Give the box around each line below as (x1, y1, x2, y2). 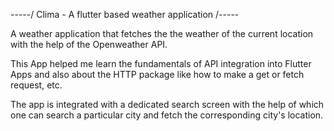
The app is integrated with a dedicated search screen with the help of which (10, 99, 325, 110)
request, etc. (10, 79, 63, 91)
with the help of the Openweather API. (10, 39, 168, 50)
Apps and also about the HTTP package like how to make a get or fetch (10, 69, 305, 80)
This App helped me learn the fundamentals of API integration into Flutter (10, 58, 312, 69)
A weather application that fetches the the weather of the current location (10, 28, 314, 39)
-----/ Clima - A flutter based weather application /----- (10, 9, 240, 20)
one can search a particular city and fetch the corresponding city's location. (10, 109, 324, 121)
